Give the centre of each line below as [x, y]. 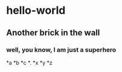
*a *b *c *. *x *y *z [29, 62]
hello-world [36, 10]
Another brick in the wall [53, 33]
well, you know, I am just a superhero [61, 50]
